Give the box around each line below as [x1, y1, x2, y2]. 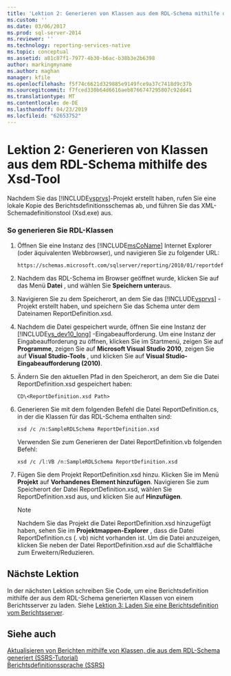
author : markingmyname [7, 61, 72, 68]
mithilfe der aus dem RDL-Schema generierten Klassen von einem [7, 593, 194, 602]
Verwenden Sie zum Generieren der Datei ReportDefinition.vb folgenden [16, 437, 222, 446]
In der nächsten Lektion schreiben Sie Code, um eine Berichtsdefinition [7, 586, 209, 595]
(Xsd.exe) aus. [71, 208, 113, 217]
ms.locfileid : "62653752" [7, 112, 81, 119]
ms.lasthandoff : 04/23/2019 [7, 106, 88, 113]
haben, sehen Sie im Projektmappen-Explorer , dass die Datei [16, 526, 195, 534]
